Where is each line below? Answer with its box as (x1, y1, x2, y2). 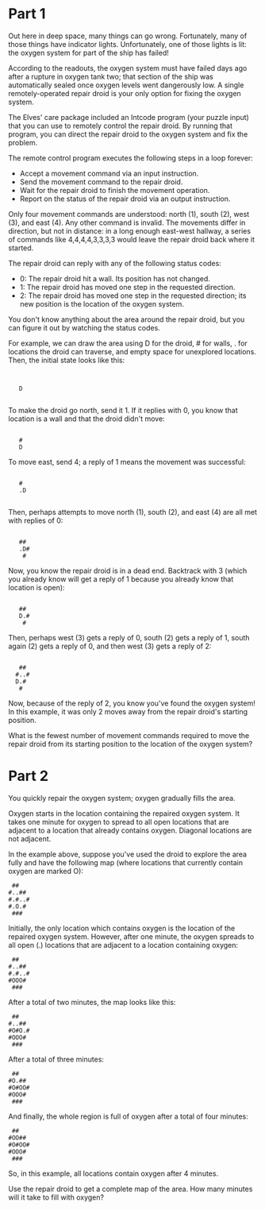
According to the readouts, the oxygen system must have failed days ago (8, 63, 248, 72)
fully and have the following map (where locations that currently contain (8, 857, 244, 867)
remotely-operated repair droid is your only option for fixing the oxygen (8, 88, 242, 98)
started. (8, 243, 34, 253)
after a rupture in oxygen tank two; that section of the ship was (8, 72, 214, 81)
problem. (8, 137, 38, 147)
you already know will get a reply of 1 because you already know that (8, 574, 234, 584)
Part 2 (8, 767, 49, 785)
